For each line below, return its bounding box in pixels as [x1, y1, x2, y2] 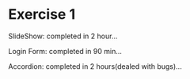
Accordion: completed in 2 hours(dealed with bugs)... [8, 61, 182, 71]
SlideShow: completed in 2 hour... [8, 31, 118, 41]
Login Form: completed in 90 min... [8, 46, 123, 56]
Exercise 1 [8, 5, 76, 23]
